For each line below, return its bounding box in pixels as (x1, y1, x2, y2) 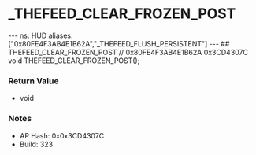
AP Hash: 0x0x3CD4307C (19, 131, 105, 140)
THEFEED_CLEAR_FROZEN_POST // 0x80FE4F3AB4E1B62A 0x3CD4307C (8, 47, 248, 57)
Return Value (8, 76, 59, 87)
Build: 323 (19, 139, 54, 149)
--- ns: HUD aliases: (8, 31, 73, 40)
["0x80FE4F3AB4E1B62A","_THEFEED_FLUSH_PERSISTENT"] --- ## (8, 39, 230, 48)
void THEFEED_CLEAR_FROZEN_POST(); (8, 56, 140, 65)
